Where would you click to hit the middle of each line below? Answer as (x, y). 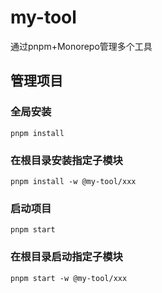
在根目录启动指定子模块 (66, 257)
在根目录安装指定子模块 (66, 160)
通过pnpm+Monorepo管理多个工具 (81, 46)
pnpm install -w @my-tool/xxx (73, 181)
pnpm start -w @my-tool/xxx (69, 278)
